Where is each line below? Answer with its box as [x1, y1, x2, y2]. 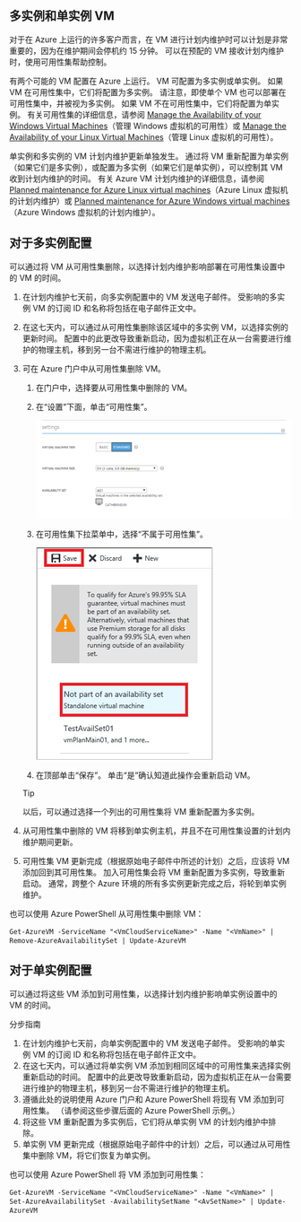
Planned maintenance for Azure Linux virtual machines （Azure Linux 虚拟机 [9, 184, 288, 195]
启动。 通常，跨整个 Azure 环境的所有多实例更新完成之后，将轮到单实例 [21, 877, 287, 888]
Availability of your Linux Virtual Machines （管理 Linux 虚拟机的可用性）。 [9, 131, 279, 142]
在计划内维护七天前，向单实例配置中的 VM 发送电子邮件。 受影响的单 [21, 1037, 278, 1048]
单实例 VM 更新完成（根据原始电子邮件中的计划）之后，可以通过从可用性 [21, 1139, 291, 1149]
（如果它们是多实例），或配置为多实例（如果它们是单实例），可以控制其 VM [9, 161, 284, 172]
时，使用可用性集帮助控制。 [9, 57, 112, 67]
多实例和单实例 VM [9, 8, 115, 24]
